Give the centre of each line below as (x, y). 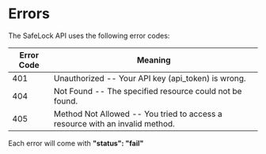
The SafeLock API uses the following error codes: (89, 36)
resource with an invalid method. (115, 123)
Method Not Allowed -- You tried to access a (139, 114)
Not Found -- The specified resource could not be (148, 91)
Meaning (154, 60)
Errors (29, 14)
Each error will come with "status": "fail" (76, 143)
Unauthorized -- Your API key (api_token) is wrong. (150, 78)
